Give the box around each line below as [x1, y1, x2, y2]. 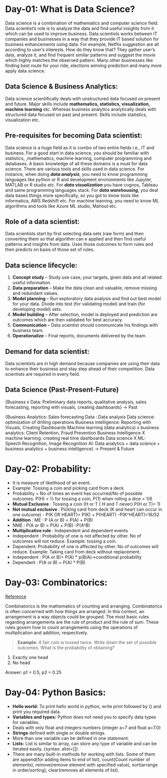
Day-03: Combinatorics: [5, 577, 108, 588]
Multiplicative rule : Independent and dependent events [12, 527, 128, 533]
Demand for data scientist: [5, 347, 90, 356]
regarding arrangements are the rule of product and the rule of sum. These [5, 619, 159, 625]
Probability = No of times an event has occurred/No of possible [12, 490, 143, 496]
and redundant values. [12, 290, 59, 296]
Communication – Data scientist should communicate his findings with [12, 322, 158, 328]
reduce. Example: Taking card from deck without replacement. [12, 549, 141, 555]
